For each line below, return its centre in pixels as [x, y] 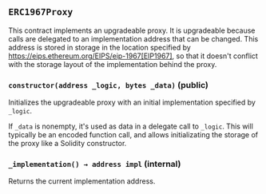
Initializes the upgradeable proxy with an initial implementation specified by [132, 102]
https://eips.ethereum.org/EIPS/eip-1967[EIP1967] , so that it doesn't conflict [133, 56]
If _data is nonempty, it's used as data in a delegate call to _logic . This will [131, 126]
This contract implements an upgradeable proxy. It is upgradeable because [132, 30]
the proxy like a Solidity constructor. [67, 144]
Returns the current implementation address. [82, 181]
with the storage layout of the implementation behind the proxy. [113, 64]
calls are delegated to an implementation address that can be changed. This [133, 38]
